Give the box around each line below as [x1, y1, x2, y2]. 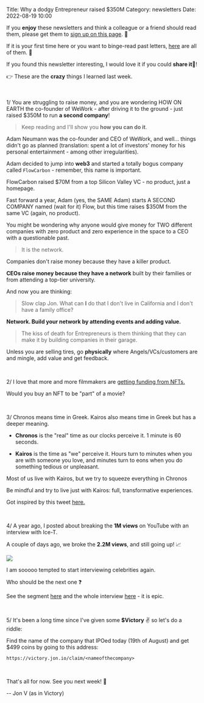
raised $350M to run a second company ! [6, 111, 110, 119]
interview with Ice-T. [6, 529, 58, 535]
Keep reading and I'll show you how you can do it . [21, 124, 147, 130]
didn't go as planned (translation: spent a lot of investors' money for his [6, 142, 186, 149]
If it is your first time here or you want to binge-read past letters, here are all [6, 43, 197, 49]
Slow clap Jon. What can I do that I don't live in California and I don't [21, 300, 193, 307]
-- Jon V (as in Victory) [6, 690, 65, 697]
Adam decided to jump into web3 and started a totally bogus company [6, 160, 184, 167]
